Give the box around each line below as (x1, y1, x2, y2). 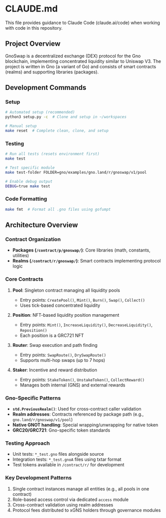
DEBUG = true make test (5, 184, 51, 189)
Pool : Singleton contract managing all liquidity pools (12, 287, 120, 293)
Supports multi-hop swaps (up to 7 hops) (20, 357, 105, 363)
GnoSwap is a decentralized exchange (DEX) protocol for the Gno (5, 53, 141, 59)
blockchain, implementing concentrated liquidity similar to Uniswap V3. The (5, 58, 161, 64)
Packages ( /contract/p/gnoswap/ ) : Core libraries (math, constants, (12, 247, 150, 253)
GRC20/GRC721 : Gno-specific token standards (12, 427, 110, 433)
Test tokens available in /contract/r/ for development (12, 462, 124, 468)
